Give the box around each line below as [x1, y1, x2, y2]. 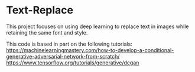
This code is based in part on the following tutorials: [6, 40, 133, 47]
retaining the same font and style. [6, 29, 88, 36]
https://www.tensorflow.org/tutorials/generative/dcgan [6, 59, 139, 66]
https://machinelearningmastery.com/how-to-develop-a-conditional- [6, 46, 174, 53]
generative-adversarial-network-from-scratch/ [6, 53, 120, 60]
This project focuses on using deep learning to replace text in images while [6, 23, 189, 30]
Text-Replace [6, 4, 74, 17]
